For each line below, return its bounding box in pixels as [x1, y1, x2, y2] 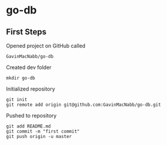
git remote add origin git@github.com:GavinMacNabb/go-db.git [6, 102, 161, 108]
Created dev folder [6, 64, 52, 71]
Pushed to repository [6, 112, 57, 119]
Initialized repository [6, 85, 56, 92]
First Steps [6, 27, 47, 37]
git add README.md [6, 123, 51, 129]
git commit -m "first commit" [6, 129, 80, 134]
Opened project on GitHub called [6, 42, 86, 49]
